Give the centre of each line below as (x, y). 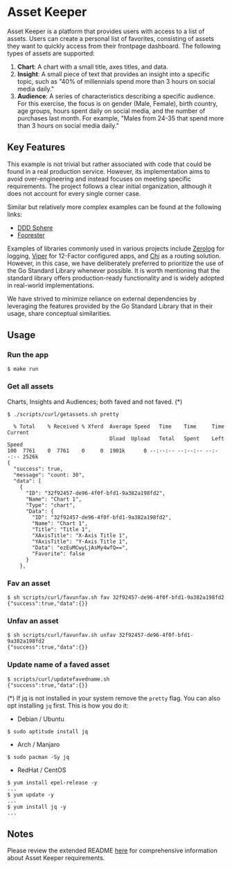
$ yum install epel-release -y (52, 782)
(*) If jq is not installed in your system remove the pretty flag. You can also (114, 698)
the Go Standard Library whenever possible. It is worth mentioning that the (114, 270)
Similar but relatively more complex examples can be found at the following (114, 207)
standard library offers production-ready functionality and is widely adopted (116, 278)
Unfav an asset (33, 620)
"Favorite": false (59, 554)
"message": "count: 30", (49, 475)
